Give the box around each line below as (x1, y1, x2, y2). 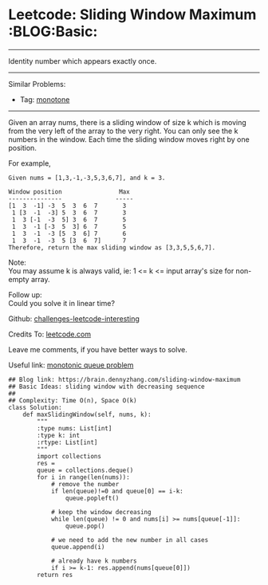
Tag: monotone (19, 94, 70, 104)
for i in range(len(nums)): (37, 473, 130, 481)
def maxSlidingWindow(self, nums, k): (22, 410, 152, 418)
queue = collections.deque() (37, 466, 134, 474)
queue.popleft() (65, 494, 120, 502)
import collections (37, 452, 102, 460)
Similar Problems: (8, 79, 66, 88)
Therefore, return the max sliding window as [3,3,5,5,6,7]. (8, 243, 216, 252)
